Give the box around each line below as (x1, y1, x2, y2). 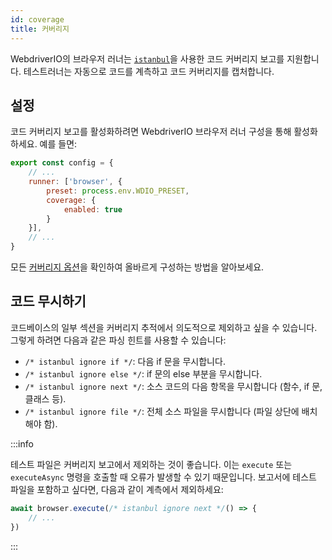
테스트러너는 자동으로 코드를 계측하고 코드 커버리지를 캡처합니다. (23, 65, 275, 77)
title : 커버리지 (10, 24, 70, 34)
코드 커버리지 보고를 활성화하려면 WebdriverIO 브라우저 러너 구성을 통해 (10, 126, 292, 138)
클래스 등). (24, 392, 67, 405)
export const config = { (10, 158, 114, 168)
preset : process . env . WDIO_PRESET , (46, 186, 190, 196)
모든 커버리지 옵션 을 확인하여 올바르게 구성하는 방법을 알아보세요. (10, 261, 265, 273)
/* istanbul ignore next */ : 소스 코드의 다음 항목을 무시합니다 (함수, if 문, (24, 380, 323, 392)
